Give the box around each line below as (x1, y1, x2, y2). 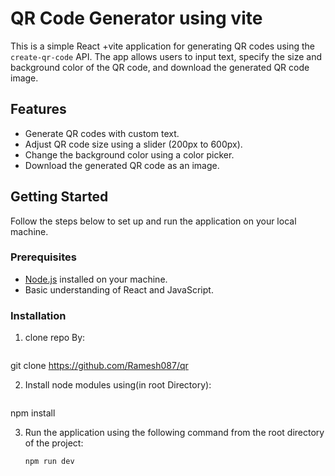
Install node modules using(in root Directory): (24, 379, 212, 391)
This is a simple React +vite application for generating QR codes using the (10, 40, 315, 52)
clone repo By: (24, 332, 86, 344)
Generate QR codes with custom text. (24, 127, 180, 139)
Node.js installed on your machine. (24, 273, 168, 285)
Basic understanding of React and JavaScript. (24, 283, 214, 296)
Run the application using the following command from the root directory (24, 427, 325, 439)
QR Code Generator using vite (10, 7, 263, 30)
